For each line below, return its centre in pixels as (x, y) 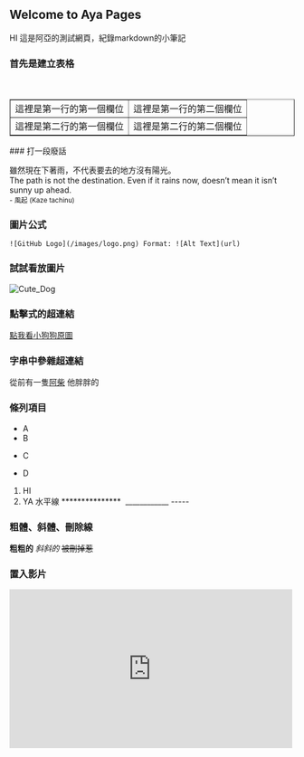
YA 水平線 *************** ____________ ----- (106, 501)
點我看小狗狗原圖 (41, 335)
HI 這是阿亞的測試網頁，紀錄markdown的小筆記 (98, 38)
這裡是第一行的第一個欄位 (70, 109)
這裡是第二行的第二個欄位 (188, 127)
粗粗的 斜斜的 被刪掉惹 (51, 548)
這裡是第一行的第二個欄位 (188, 109)
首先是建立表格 (42, 63)
